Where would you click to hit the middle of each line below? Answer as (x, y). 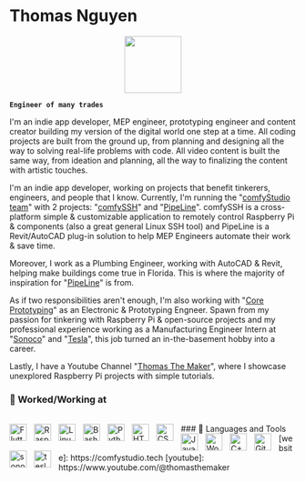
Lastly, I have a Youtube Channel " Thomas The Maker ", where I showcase (148, 366)
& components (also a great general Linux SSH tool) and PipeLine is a (140, 226)
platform (25, 216)
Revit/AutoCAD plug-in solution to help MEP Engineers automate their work (150, 236)
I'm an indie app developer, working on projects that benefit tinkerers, (140, 187)
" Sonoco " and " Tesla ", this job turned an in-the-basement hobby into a (142, 338)
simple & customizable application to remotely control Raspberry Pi (168, 216)
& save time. (33, 246)
